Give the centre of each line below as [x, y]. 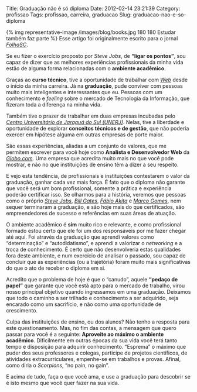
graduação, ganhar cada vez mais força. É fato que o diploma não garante [96, 182]
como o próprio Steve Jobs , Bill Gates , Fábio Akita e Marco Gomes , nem [94, 201]
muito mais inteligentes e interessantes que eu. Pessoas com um [84, 92]
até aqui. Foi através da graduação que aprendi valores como [80, 237]
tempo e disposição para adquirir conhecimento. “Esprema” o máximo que [96, 347]
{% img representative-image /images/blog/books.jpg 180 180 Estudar [91, 32]
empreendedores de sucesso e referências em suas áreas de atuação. [91, 213]
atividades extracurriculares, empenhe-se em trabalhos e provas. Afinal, [94, 359]
